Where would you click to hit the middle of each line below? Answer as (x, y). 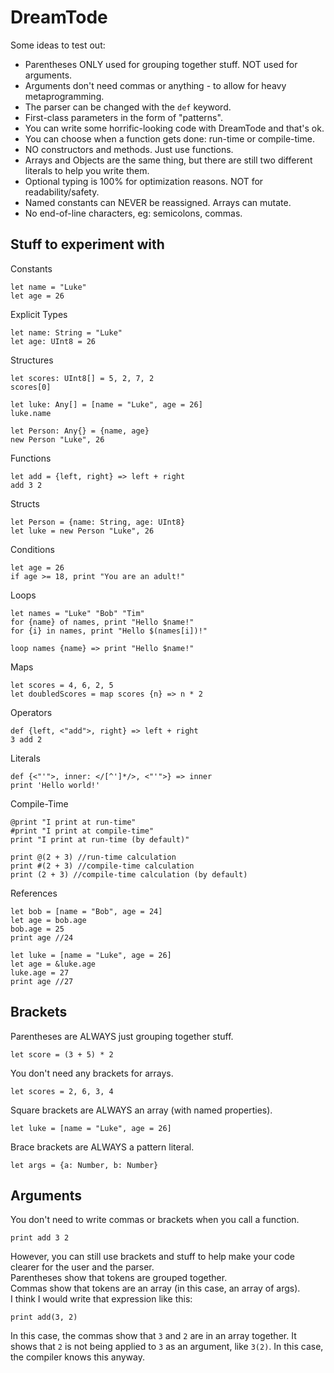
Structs (25, 503)
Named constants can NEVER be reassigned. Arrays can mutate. (158, 202)
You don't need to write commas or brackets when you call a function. (155, 1220)
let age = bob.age (48, 920)
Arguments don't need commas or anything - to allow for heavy (155, 85)
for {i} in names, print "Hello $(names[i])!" (109, 631)
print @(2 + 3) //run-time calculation (93, 857)
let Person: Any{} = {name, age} (80, 431)
